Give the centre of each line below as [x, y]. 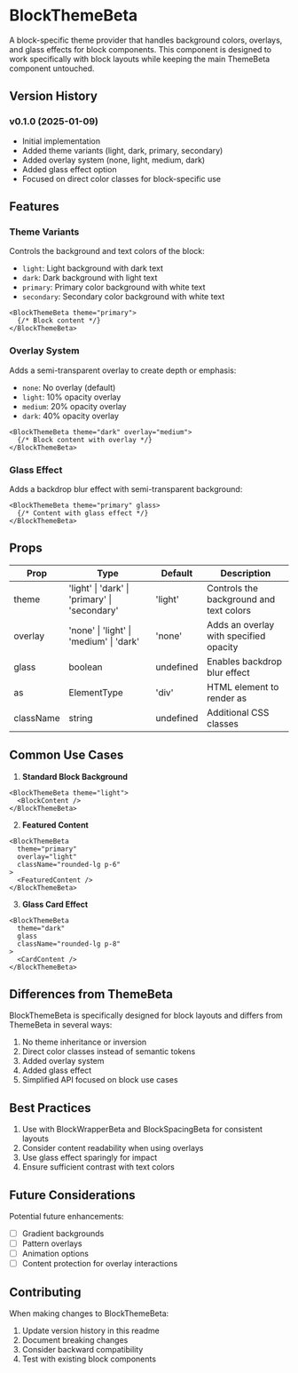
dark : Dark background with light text [90, 278]
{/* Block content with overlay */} [85, 440]
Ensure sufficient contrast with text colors [98, 1167]
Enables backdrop [244, 661]
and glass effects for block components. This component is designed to [141, 49]
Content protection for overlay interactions [100, 1264]
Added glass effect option [69, 169]
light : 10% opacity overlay [71, 397]
